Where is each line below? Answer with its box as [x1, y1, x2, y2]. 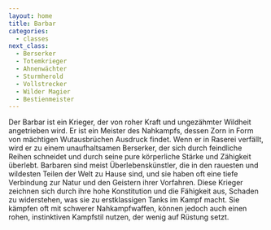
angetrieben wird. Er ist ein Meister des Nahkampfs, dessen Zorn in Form [8, 126, 254, 136]
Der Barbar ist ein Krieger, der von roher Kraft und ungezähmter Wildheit [8, 117, 251, 127]
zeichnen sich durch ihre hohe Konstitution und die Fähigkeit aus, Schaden [8, 186, 259, 196]
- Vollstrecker [15, 80, 68, 88]
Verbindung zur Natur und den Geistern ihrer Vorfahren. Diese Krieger [8, 178, 243, 188]
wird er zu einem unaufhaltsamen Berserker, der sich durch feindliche [8, 143, 243, 153]
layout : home [8, 11, 53, 20]
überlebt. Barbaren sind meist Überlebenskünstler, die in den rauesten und [8, 160, 259, 171]
